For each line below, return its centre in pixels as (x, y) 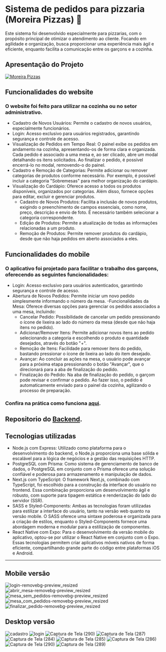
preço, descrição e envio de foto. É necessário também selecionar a (89, 212)
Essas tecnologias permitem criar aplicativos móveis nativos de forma (83, 543)
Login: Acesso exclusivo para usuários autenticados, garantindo (78, 285)
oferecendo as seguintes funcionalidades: (57, 275)
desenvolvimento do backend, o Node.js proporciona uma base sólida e (85, 453)
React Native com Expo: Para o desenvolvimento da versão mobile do (83, 532)
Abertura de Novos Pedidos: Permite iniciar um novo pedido (73, 296)
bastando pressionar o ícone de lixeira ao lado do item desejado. (85, 354)
